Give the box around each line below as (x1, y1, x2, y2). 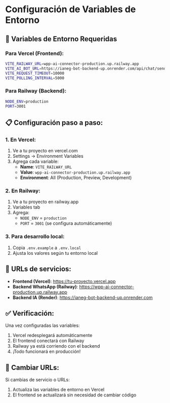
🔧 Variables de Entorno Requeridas (5, 35, 117, 43)
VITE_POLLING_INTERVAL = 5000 (5, 75, 65, 81)
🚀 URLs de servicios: (5, 265, 72, 274)
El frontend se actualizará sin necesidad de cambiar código (12, 392, 137, 398)
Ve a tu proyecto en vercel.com (12, 148, 78, 154)
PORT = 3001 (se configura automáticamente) (20, 220, 112, 226)
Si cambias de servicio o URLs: (5, 377, 70, 383)
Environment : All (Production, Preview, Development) (20, 175, 132, 181)
